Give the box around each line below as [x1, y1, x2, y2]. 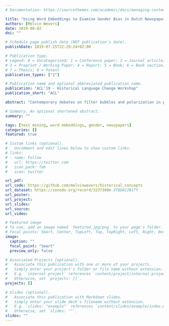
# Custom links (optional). [5, 141, 64, 146]
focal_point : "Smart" [10, 243, 55, 248]
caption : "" [10, 239, 35, 244]
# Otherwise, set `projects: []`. [5, 276, 82, 281]
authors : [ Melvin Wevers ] [5, 21, 59, 26]
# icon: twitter [5, 169, 44, 174]
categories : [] [5, 127, 37, 133]
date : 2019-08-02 [5, 26, 42, 31]
